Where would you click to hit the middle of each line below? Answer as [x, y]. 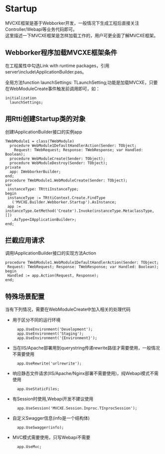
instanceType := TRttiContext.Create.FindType [56, 198]
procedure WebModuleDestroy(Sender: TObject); [59, 163]
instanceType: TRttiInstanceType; [43, 189]
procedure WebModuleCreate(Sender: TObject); [58, 159]
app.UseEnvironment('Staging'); [50, 334]
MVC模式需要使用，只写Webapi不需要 [51, 438]
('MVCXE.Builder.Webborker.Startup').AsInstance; [64, 202]
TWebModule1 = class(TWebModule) [40, 141]
